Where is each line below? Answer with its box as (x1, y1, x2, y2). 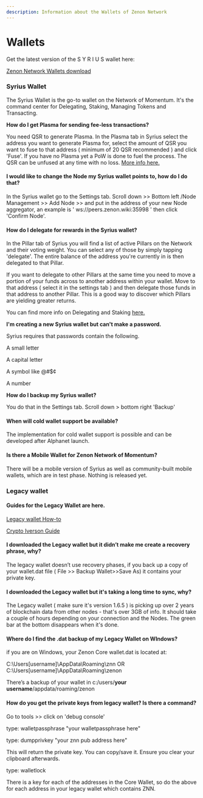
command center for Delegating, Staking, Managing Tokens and (6, 102, 167, 110)
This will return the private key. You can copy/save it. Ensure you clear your (6, 748, 195, 755)
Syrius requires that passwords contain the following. (6, 332, 140, 340)
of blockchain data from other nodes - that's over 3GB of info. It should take (6, 608, 196, 616)
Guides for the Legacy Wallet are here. (6, 501, 105, 509)
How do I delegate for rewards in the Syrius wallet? (6, 226, 137, 234)
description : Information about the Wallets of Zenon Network (6, 9, 167, 15)
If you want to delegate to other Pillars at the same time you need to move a (6, 271, 196, 278)
